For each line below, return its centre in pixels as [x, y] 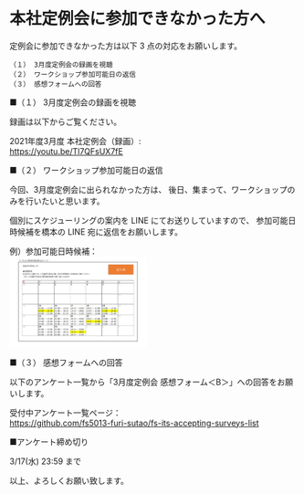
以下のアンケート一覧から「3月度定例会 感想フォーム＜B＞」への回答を [143, 382]
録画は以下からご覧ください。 [65, 121]
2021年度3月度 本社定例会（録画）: [75, 141]
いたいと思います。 [69, 201]
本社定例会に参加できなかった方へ [138, 19]
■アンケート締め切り [49, 441]
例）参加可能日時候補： [53, 251]
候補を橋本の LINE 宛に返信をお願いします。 [100, 231]
